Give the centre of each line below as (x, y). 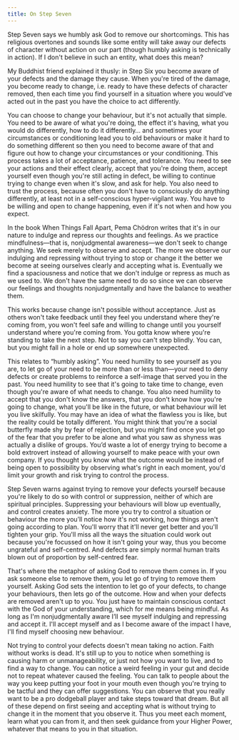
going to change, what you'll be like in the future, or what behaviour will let (117, 407)
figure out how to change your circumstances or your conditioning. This (113, 153)
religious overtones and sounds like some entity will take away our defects (117, 42)
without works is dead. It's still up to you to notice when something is (109, 653)
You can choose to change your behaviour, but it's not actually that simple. (117, 115)
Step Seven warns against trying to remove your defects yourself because (117, 489)
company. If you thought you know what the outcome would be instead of (116, 460)
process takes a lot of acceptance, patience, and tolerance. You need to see (119, 161)
